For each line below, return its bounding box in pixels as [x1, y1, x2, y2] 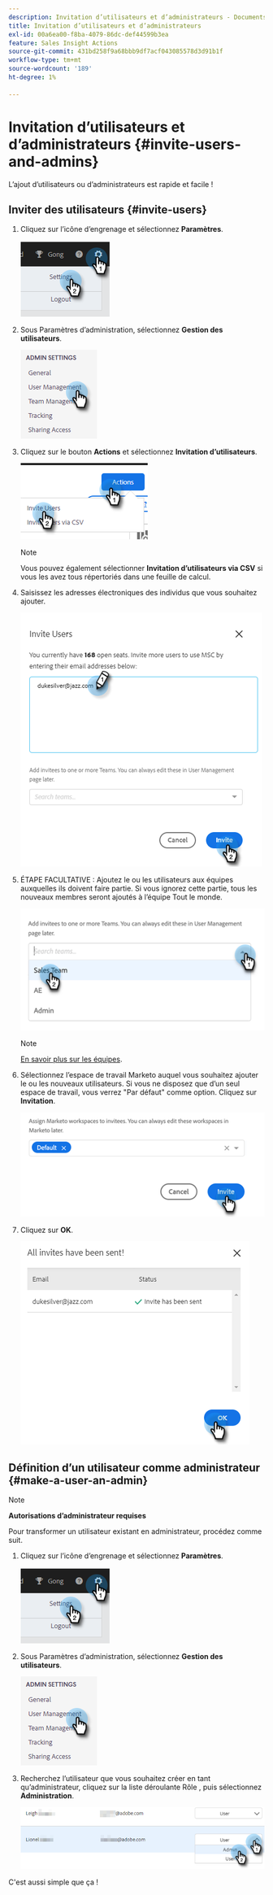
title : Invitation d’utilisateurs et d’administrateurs [8, 21, 201, 30]
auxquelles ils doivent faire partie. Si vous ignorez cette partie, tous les [19, 883, 258, 894]
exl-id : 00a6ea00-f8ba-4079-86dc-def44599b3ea [8, 30, 169, 38]
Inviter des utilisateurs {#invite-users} [8, 203, 207, 216]
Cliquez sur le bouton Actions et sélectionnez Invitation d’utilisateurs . [19, 447, 258, 457]
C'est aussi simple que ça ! [8, 1877, 99, 1887]
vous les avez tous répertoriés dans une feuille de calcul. [19, 572, 211, 582]
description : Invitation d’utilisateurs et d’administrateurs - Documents [8, 13, 267, 21]
